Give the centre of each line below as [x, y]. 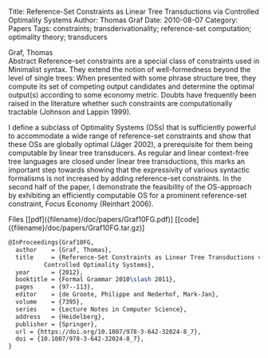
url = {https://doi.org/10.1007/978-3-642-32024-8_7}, [108, 332]
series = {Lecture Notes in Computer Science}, [101, 309]
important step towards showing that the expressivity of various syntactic [129, 170]
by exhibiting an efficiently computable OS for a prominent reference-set [128, 195]
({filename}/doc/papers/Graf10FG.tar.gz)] [77, 228]
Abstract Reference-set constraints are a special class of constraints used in [134, 61]
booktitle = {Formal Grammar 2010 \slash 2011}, [96, 280]
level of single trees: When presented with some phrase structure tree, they [132, 78]
